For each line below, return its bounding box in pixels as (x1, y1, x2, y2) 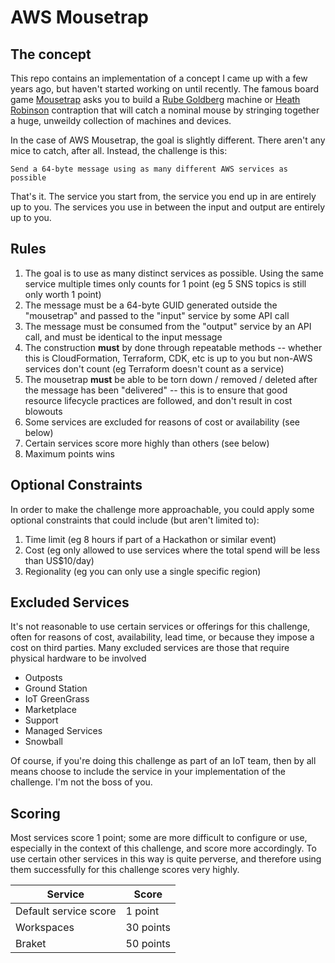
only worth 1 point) (24, 288, 102, 300)
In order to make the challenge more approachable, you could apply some (10, 503, 315, 515)
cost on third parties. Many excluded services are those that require (10, 642, 290, 654)
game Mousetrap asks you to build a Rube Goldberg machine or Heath (10, 94, 301, 105)
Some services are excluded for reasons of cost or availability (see (24, 416, 300, 428)
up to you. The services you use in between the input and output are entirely (10, 201, 326, 213)
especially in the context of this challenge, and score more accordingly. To (10, 842, 317, 855)
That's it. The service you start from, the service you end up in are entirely (10, 191, 317, 202)
